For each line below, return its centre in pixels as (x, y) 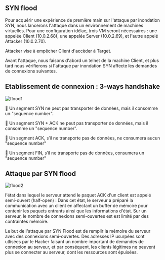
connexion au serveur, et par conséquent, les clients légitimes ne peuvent (80, 247)
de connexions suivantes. (31, 71)
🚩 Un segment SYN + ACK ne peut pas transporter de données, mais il (77, 123)
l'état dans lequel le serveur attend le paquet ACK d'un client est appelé (78, 195)
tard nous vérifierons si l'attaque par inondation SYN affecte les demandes (81, 65)
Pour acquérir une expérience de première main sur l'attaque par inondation (82, 20)
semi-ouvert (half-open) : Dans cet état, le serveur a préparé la (69, 200)
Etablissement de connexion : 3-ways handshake (82, 87)
